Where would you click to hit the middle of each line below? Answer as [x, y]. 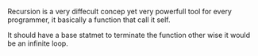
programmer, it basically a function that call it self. [89, 20]
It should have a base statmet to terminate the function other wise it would [129, 35]
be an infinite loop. [38, 43]
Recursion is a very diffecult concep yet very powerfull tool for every [119, 11]
